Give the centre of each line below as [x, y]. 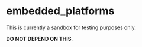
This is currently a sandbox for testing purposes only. [71, 27]
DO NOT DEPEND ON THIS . [39, 39]
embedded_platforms [60, 11]
